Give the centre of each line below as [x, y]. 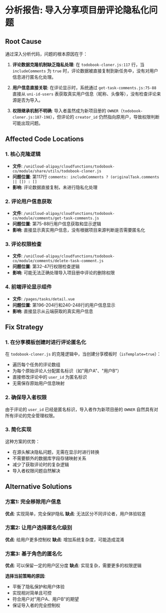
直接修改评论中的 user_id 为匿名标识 [50, 377]
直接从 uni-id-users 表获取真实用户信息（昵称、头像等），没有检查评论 [84, 94]
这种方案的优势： [23, 441]
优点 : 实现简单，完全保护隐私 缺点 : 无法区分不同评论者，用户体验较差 [76, 513]
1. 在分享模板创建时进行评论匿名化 [46, 342]
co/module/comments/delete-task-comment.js [58, 261]
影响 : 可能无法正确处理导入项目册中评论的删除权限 [63, 273]
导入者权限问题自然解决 [36, 470]
